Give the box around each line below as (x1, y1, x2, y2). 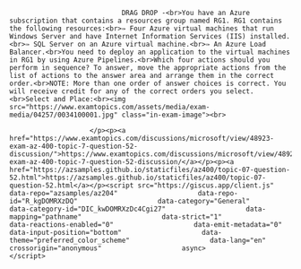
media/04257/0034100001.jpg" (9, 110, 118, 119)
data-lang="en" (209, 236, 267, 245)
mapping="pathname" (9, 213, 82, 221)
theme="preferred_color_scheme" (9, 236, 130, 245)
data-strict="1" (161, 213, 222, 221)
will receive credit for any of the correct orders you (9, 87, 222, 96)
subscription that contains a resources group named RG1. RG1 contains (9, 16, 282, 25)
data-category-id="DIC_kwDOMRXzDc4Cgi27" (9, 204, 167, 213)
